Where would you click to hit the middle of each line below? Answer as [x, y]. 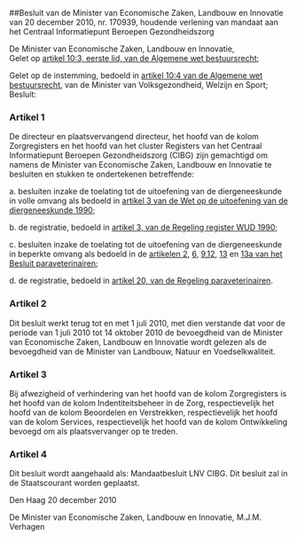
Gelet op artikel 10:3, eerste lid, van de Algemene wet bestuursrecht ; [134, 58]
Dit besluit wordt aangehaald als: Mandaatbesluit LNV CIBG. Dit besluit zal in [148, 474]
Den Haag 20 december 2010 [63, 500]
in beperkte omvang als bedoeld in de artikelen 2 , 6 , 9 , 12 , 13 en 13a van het [146, 254]
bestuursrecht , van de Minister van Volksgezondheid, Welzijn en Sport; [139, 85]
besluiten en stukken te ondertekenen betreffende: [102, 174]
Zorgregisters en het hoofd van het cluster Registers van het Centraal [136, 146]
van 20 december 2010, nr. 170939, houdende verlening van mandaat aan [144, 22]
